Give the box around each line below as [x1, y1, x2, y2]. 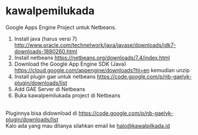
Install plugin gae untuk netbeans [14, 73, 96, 80]
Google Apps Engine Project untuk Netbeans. [5, 24, 117, 31]
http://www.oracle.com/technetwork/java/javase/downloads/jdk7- [14, 41, 177, 49]
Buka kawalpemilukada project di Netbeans [14, 92, 121, 99]
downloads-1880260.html [14, 47, 78, 54]
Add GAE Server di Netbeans [14, 85, 86, 92]
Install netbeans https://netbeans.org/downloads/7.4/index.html [14, 54, 170, 61]
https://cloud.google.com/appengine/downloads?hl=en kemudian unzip [14, 66, 190, 73]
